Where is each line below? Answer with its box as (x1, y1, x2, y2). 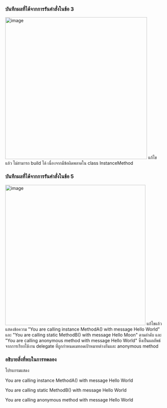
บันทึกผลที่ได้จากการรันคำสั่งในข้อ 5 (5, 173, 74, 180)
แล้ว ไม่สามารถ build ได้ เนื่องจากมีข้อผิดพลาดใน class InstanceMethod (5, 160, 133, 166)
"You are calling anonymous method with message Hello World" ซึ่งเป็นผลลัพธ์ (5, 337, 161, 343)
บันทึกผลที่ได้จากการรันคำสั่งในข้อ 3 (5, 6, 74, 13)
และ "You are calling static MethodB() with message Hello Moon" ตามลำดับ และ (5, 332, 162, 338)
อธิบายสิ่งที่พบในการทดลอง (5, 356, 57, 363)
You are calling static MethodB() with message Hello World (5, 387, 127, 393)
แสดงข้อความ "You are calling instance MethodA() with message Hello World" (5, 326, 160, 332)
